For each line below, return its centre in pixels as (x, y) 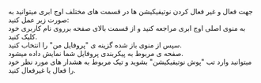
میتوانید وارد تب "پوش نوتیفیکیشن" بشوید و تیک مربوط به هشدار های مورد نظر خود (130, 62)
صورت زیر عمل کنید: (39, 20)
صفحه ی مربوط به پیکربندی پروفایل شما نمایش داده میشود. (96, 53)
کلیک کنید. (23, 36)
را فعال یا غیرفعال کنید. (42, 70)
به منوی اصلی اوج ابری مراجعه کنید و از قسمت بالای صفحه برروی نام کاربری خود (127, 28)
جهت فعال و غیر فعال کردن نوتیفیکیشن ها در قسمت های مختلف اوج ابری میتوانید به (130, 11)
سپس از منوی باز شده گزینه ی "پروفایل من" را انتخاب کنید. (95, 45)
